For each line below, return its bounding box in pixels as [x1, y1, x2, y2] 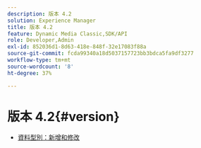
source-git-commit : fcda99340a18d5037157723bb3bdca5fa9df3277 [7, 50, 194, 57]
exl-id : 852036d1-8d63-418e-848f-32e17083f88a [7, 43, 147, 50]
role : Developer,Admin [7, 37, 74, 44]
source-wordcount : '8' [7, 63, 74, 70]
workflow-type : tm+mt [7, 57, 71, 64]
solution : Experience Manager [7, 17, 97, 24]
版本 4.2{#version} [7, 108, 120, 125]
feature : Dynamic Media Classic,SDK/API [7, 30, 128, 38]
